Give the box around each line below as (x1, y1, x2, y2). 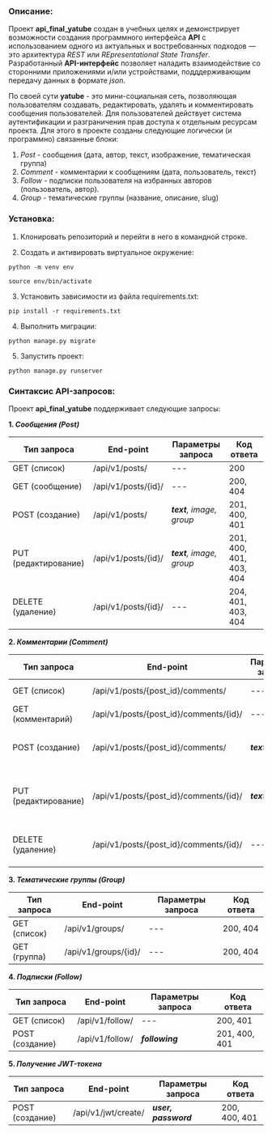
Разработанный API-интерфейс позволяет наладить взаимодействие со (8, 58, 261, 68)
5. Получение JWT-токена (8, 1059, 103, 1068)
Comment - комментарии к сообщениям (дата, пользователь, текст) (19, 168, 257, 177)
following (141, 1033, 178, 1044)
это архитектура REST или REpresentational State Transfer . (8, 50, 210, 60)
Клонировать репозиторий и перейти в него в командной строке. (19, 231, 248, 241)
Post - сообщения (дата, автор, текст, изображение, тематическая (19, 150, 251, 159)
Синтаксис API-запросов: (8, 385, 116, 397)
